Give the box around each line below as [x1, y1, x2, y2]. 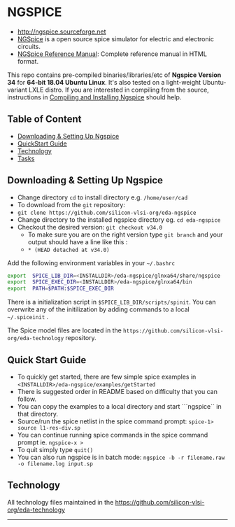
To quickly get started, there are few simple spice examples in [17, 372, 197, 381]
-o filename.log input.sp [17, 461, 93, 468]
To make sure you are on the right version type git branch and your [27, 230, 223, 239]
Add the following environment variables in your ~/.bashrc [7, 258, 176, 267]
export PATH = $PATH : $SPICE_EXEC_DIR [7, 285, 114, 293]
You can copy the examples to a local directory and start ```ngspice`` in [17, 402, 222, 410]
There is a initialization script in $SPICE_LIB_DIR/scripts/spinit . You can [7, 298, 216, 307]
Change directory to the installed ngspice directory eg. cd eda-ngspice [17, 215, 221, 224]
